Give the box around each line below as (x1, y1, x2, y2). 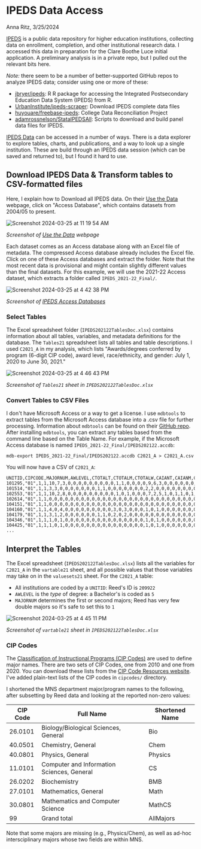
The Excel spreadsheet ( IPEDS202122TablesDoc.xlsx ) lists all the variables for (6, 560, 195, 567)
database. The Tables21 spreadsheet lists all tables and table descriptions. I (6, 339, 193, 346)
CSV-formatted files (6, 179, 83, 189)
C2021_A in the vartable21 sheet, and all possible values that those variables (6, 566, 193, 574)
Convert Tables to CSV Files (6, 396, 89, 404)
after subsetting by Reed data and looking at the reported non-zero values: (6, 692, 191, 699)
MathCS (148, 801, 172, 809)
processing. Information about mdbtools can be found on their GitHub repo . (6, 423, 191, 430)
